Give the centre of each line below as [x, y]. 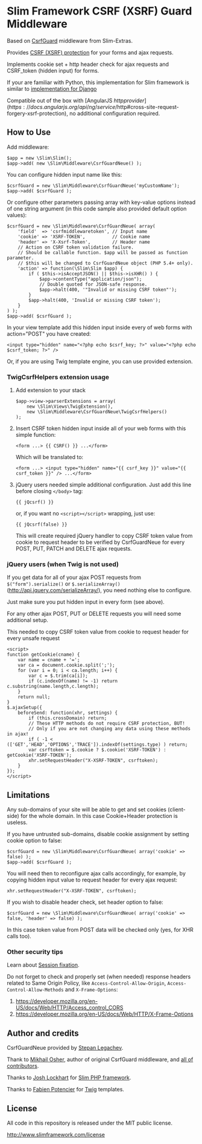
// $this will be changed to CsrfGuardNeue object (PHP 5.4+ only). [106, 263]
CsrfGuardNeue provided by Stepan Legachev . [65, 1048]
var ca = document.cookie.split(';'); [66, 665]
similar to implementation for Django [52, 88]
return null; [34, 697]
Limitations [28, 795]
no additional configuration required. [115, 113]
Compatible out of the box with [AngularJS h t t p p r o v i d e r [76, 100]
